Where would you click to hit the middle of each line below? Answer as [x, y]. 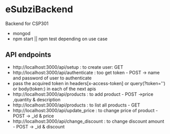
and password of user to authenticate [52, 78]
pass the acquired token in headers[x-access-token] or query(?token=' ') [89, 83]
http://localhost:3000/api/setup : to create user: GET [68, 67]
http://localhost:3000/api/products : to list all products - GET [76, 105]
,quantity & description [37, 99]
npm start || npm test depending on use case [60, 39]
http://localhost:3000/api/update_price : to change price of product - [85, 110]
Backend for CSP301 [27, 23]
